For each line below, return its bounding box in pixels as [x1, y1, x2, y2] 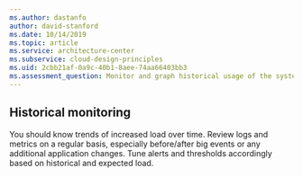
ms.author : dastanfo [9, 13, 87, 22]
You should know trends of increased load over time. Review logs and [9, 128, 269, 139]
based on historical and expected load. [9, 157, 154, 168]
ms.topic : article [9, 38, 78, 48]
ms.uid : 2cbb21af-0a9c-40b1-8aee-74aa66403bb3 [9, 64, 188, 73]
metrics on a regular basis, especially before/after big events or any [9, 138, 262, 149]
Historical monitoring [9, 105, 132, 120]
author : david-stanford [9, 22, 99, 31]
